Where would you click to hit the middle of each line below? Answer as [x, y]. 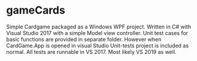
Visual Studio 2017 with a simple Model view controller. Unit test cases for [97, 33]
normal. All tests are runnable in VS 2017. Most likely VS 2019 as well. [91, 52]
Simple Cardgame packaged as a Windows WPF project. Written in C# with [99, 27]
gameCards [36, 10]
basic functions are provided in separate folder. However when [84, 39]
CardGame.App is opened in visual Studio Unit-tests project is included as [98, 46]
